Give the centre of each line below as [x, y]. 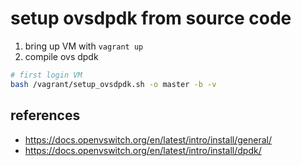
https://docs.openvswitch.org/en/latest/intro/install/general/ [148, 139]
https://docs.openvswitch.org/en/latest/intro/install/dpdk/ [143, 150]
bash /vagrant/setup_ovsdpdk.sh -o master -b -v [113, 84]
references [45, 115]
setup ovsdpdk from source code [151, 18]
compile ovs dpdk [61, 56]
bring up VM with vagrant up [84, 46]
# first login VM [46, 75]
